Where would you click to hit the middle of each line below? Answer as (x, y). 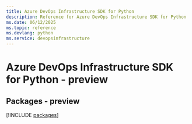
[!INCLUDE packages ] (32, 115)
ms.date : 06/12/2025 (31, 22)
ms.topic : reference (31, 28)
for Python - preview (57, 80)
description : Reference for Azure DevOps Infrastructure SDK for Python (96, 17)
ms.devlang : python (30, 33)
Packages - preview (43, 101)
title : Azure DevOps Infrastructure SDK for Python (70, 11)
